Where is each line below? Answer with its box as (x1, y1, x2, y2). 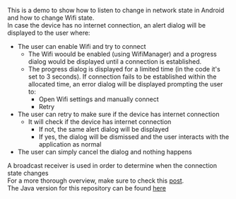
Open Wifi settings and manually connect (38, 95, 159, 103)
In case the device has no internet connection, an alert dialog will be (7, 21, 206, 29)
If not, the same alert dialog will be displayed (38, 125, 170, 133)
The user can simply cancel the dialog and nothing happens (17, 148, 192, 156)
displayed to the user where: (7, 28, 90, 37)
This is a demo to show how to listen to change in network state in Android (7, 6, 225, 14)
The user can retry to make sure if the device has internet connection (17, 110, 220, 118)
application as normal (38, 140, 102, 148)
